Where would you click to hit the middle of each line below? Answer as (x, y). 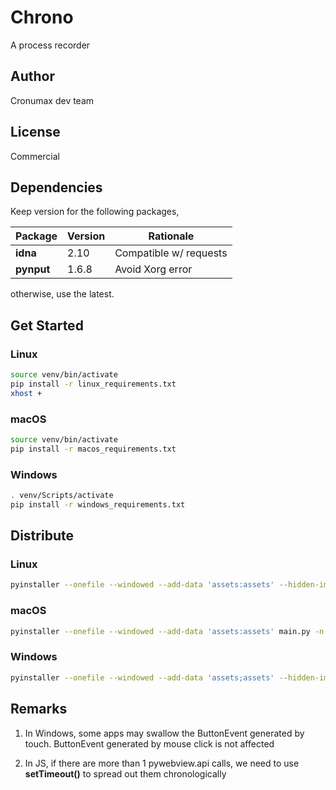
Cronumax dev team (52, 100)
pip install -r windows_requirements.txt (98, 504)
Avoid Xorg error (153, 269)
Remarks (39, 709)
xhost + (26, 393)
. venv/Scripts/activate (62, 496)
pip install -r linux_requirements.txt (93, 384)
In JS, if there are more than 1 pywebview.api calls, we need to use (162, 763)
